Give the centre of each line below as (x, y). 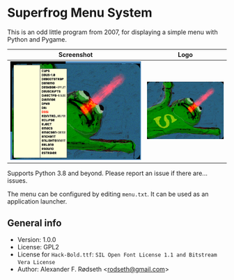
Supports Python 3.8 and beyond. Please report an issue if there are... (107, 173)
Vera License (36, 263)
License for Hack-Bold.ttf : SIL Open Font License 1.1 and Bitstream (117, 254)
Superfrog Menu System (80, 13)
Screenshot (76, 55)
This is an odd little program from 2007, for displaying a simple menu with (112, 32)
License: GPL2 (38, 247)
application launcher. (37, 201)
